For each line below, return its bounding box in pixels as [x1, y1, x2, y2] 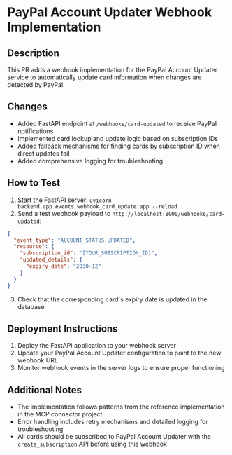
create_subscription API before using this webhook [17, 440, 168, 449]
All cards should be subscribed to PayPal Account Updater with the [17, 433, 212, 441]
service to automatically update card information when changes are [7, 73, 202, 81]
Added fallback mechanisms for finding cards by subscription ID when [17, 142, 220, 150]
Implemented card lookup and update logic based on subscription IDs [17, 134, 219, 142]
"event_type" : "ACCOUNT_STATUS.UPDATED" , [13, 236, 136, 244]
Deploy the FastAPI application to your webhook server [17, 341, 177, 350]
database [17, 302, 45, 311]
